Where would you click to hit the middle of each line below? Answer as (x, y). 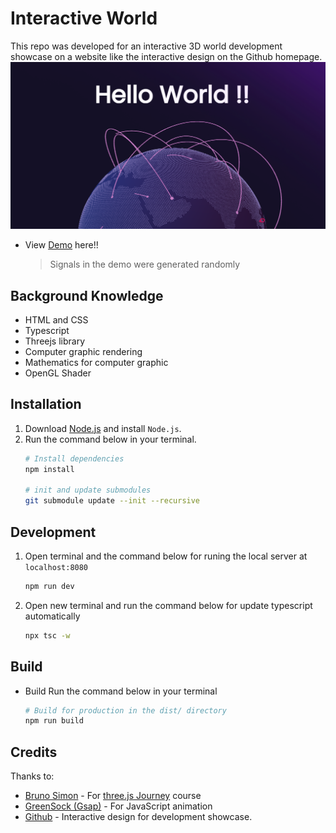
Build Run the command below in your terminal (121, 691)
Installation (46, 404)
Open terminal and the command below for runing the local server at (166, 556)
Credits (34, 752)
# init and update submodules (88, 490)
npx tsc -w (47, 635)
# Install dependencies (74, 458)
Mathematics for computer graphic (96, 362)
